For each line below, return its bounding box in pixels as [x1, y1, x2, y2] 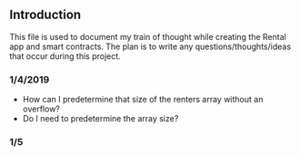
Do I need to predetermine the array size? [22, 113, 179, 124]
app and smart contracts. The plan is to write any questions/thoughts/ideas [9, 41, 292, 52]
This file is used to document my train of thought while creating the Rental [9, 31, 286, 42]
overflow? [22, 103, 61, 114]
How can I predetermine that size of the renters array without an [22, 94, 264, 105]
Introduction [9, 7, 82, 23]
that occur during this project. [9, 50, 121, 62]
